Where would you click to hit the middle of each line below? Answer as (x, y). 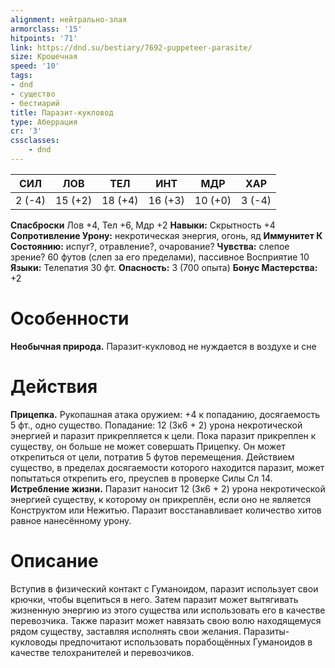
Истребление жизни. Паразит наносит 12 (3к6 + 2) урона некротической (168, 488)
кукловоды (34, 642)
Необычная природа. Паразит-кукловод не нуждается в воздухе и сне (163, 346)
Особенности (70, 318)
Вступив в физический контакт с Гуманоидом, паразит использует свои (164, 588)
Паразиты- (266, 631)
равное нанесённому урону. (71, 520)
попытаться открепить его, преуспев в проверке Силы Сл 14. (141, 478)
